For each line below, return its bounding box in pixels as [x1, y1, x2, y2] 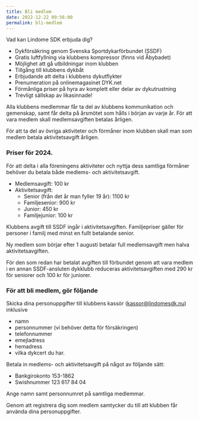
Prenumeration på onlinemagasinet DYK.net [14, 79, 122, 86]
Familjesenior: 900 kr [23, 199, 76, 206]
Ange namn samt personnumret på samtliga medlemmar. [6, 390, 145, 397]
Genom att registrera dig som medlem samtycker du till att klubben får [6, 401, 178, 409]
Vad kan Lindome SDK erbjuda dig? [6, 36, 93, 43]
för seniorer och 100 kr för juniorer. [6, 271, 91, 278]
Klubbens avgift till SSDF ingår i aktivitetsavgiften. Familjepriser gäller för [6, 223, 184, 230]
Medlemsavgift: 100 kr [14, 180, 70, 187]
